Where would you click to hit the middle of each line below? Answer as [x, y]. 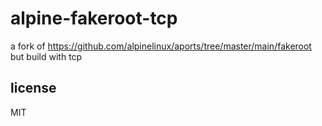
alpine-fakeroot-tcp [94, 18]
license [33, 88]
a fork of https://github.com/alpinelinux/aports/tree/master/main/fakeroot [161, 46]
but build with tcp [46, 56]
